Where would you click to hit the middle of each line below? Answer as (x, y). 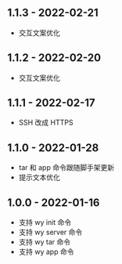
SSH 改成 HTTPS (46, 123)
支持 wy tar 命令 (45, 242)
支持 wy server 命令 (50, 232)
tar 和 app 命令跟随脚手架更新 (66, 168)
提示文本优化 (39, 177)
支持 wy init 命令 (45, 222)
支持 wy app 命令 (46, 252)
